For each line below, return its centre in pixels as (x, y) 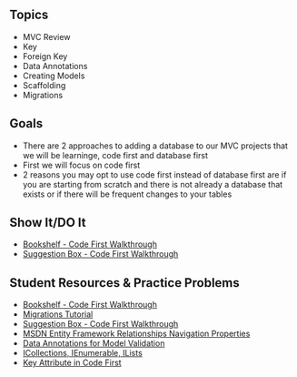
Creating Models (54, 76)
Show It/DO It (48, 223)
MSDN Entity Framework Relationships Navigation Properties (136, 334)
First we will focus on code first (81, 165)
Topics (29, 15)
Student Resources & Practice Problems (125, 283)
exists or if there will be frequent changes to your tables (127, 194)
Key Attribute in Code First (72, 362)
